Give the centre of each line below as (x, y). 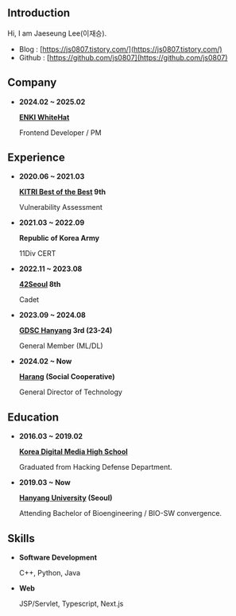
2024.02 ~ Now (45, 362)
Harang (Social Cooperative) (67, 377)
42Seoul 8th (40, 285)
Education (33, 417)
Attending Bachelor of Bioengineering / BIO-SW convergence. (120, 513)
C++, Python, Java (50, 573)
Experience (36, 158)
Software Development (58, 558)
